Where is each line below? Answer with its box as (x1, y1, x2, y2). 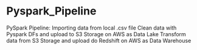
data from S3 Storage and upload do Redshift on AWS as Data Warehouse (6, 37, 192, 44)
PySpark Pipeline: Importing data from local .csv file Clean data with (6, 24, 177, 31)
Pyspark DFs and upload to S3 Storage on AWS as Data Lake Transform (6, 30, 187, 37)
